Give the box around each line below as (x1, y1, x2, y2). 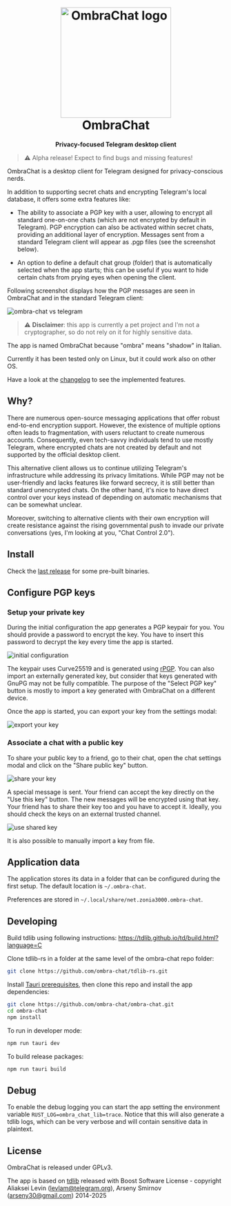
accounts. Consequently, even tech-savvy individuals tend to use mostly (7, 436, 214, 444)
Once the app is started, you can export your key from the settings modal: (7, 708, 217, 716)
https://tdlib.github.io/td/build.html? (118, 934, 219, 942)
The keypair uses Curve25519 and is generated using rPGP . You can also (7, 665, 215, 673)
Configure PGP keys (7, 587, 95, 599)
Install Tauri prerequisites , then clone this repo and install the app (7, 980, 193, 989)
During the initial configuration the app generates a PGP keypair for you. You (7, 623, 225, 632)
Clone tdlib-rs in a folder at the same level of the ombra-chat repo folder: (7, 955, 214, 963)
